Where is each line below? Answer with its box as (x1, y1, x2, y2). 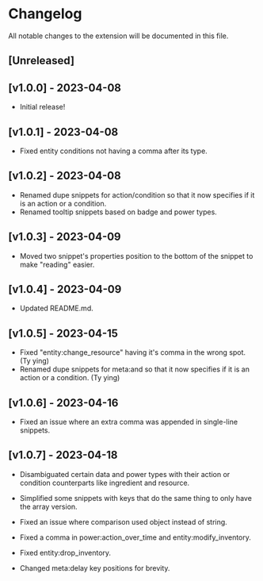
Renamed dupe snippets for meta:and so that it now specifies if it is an (19, 364, 250, 374)
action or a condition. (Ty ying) (19, 373, 120, 383)
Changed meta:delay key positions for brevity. (19, 563, 170, 572)
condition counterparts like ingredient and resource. (19, 478, 190, 487)
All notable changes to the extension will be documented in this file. (8, 31, 229, 40)
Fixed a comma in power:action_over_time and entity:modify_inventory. (19, 533, 252, 542)
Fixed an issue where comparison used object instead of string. (19, 517, 227, 526)
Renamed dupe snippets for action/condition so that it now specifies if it (19, 190, 255, 199)
